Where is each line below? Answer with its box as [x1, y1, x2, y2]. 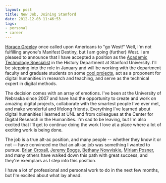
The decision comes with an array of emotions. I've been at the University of [5, 90, 162, 96]
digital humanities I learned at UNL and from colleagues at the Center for [5, 111, 154, 117]
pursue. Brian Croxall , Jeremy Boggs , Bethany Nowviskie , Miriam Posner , [5, 147, 155, 153]
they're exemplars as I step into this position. [5, 158, 97, 163]
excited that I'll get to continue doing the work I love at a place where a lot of [5, 122, 162, 128]
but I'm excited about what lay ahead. [5, 173, 82, 178]
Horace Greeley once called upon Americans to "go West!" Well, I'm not [5, 44, 152, 49]
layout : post [5, 7, 32, 12]
